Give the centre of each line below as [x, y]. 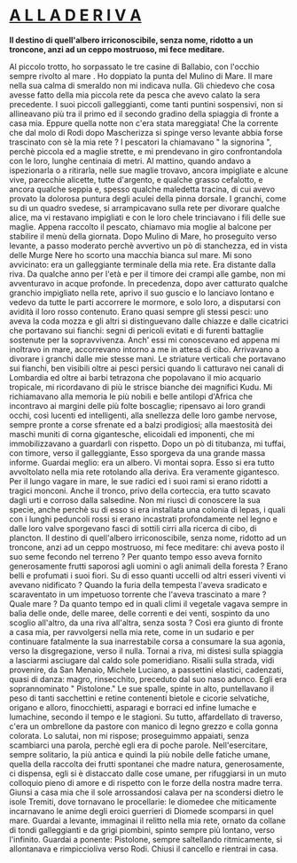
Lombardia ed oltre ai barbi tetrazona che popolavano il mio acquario [135, 377]
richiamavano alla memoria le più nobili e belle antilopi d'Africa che [131, 396]
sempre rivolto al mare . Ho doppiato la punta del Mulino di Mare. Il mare [141, 75]
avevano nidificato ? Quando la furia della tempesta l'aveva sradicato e [138, 584]
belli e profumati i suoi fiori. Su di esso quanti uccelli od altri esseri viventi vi [148, 575]
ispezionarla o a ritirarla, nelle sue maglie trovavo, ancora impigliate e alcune [149, 170]
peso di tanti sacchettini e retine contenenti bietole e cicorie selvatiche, [139, 698]
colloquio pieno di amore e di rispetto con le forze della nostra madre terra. [146, 782]
